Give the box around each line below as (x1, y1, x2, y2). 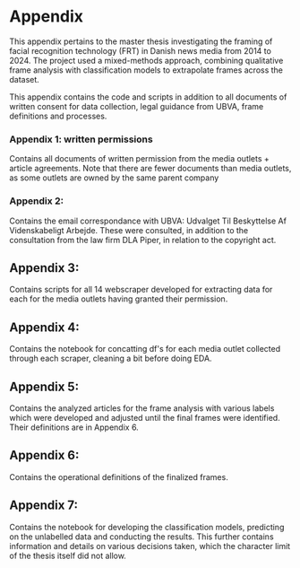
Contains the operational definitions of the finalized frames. (9, 471, 228, 482)
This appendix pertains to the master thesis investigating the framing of (9, 36, 273, 47)
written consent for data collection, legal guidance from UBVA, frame (9, 100, 264, 111)
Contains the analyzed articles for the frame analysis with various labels (9, 402, 275, 414)
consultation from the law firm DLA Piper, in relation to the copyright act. (9, 234, 277, 245)
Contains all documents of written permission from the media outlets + (9, 153, 270, 164)
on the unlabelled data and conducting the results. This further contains (9, 531, 275, 542)
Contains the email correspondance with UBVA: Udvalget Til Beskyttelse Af (9, 215, 287, 226)
